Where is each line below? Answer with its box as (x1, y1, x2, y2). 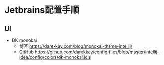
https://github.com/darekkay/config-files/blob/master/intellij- (35, 49, 159, 55)
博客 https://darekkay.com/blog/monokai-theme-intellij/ (19, 43, 133, 49)
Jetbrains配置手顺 (4, 4, 80, 16)
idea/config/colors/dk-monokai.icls (19, 54, 91, 60)
